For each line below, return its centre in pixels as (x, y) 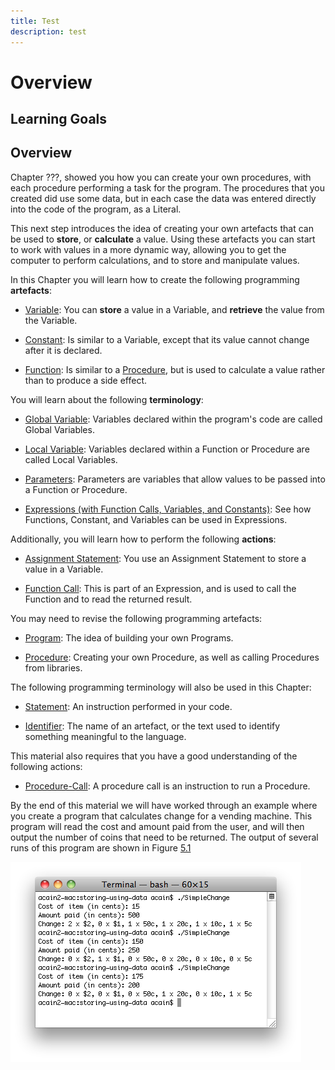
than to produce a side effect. (86, 380)
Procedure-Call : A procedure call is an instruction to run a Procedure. (167, 786)
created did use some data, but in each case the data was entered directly (163, 198)
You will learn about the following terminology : (107, 399)
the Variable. (51, 320)
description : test (48, 31)
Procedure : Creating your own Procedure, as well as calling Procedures (172, 657)
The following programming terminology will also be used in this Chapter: (161, 687)
